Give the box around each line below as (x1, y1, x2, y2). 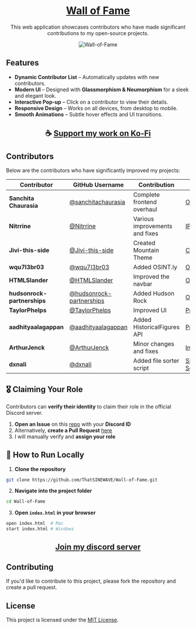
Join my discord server (55, 542, 141, 552)
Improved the (133, 272, 170, 280)
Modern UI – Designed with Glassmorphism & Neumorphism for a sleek (14, 86, 189, 93)
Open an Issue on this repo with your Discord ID (14, 420, 131, 428)
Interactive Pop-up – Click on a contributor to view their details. (14, 98, 169, 105)
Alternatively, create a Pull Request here (14, 427, 113, 434)
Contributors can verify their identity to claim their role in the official (6, 403, 171, 410)
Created (133, 239, 156, 247)
